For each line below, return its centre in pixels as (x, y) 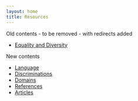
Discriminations (33, 74)
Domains (25, 80)
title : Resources (27, 17)
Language (27, 67)
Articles (24, 92)
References (28, 86)
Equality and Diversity (41, 45)
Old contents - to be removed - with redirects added (69, 33)
